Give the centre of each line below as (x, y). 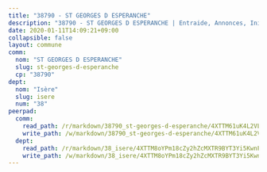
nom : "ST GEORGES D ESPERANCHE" (69, 60)
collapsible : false (41, 38)
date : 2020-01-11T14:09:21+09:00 (64, 30)
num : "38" (31, 104)
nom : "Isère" (37, 89)
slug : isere (35, 97)
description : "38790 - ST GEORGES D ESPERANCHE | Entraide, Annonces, (128, 23)
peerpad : (23, 112)
